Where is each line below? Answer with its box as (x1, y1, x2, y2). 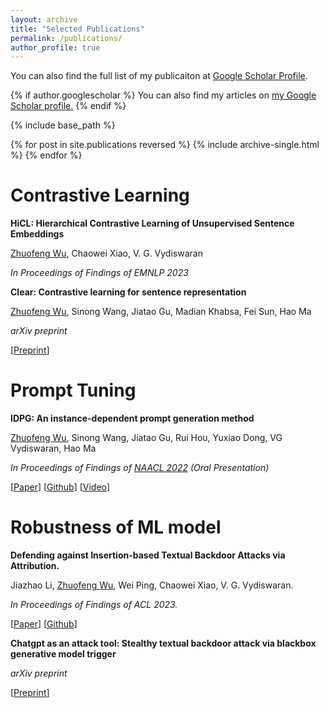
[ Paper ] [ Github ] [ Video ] (10, 481, 111, 493)
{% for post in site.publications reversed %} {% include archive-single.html (10, 139, 320, 151)
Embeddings (10, 228, 65, 240)
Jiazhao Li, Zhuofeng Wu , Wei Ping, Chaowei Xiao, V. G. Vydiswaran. (10, 579, 294, 591)
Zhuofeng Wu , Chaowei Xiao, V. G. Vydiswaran (10, 247, 203, 260)
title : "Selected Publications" (10, 24, 145, 34)
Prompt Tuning (10, 379, 137, 402)
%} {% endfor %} (10, 149, 83, 161)
